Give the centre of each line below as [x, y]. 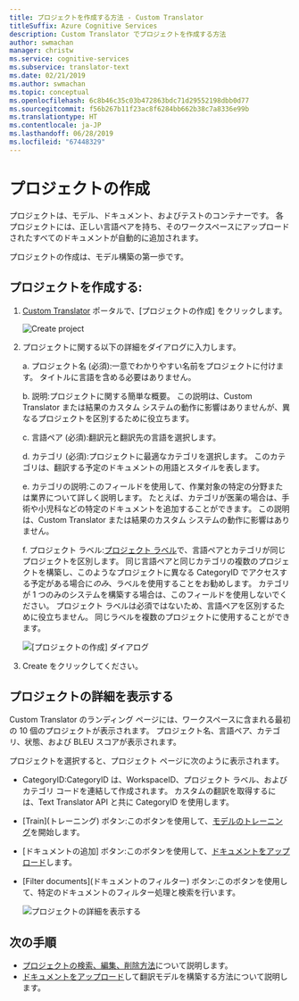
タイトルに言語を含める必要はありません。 [118, 376]
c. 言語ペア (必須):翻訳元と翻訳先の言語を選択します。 [121, 437]
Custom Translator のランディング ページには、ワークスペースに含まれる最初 [150, 720]
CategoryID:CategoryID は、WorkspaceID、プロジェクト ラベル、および [155, 780]
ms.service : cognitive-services [69, 59]
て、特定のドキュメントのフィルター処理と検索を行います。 [131, 892]
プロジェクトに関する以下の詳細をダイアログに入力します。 [131, 347]
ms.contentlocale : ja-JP [55, 126]
